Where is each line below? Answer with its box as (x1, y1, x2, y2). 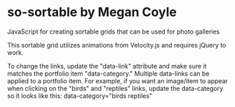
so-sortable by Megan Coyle (7, 4, 177, 20)
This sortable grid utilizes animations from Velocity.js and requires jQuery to (7, 41, 227, 49)
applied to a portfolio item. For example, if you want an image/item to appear (7, 76, 228, 85)
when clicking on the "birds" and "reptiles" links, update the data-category (7, 84, 223, 92)
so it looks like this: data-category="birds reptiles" (7, 92, 153, 100)
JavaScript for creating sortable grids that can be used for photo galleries (7, 27, 220, 36)
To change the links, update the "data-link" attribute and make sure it (7, 62, 207, 70)
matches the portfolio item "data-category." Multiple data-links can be (7, 69, 210, 78)
